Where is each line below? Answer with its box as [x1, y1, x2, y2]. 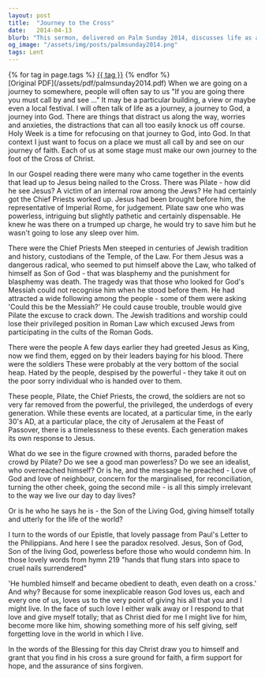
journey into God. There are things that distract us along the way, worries [8, 112, 246, 121]
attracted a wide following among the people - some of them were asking [8, 294, 247, 303]
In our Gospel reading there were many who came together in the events [8, 169, 244, 179]
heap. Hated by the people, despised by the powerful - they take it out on [8, 368, 247, 377]
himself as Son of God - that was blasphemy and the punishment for [8, 269, 230, 277]
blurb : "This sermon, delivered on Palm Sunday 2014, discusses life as [8, 33, 252, 42]
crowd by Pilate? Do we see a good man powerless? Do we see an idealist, [8, 458, 251, 466]
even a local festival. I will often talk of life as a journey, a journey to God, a [8, 104, 251, 113]
